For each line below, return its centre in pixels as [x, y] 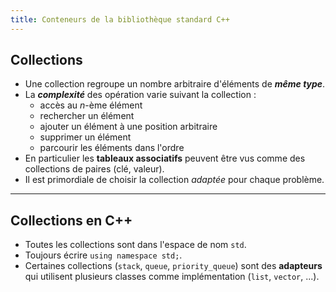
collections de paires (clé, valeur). [94, 169]
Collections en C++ [71, 220]
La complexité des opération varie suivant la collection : [140, 95]
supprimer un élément [85, 137]
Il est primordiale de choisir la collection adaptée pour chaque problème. [174, 180]
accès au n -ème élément [91, 105]
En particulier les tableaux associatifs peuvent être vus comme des [165, 158]
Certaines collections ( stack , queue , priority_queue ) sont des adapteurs [173, 266]
